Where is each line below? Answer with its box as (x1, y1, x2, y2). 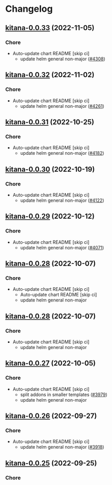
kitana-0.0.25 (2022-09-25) (5, 458, 97, 468)
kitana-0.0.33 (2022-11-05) (5, 24, 95, 32)
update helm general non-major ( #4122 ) (20, 197, 104, 203)
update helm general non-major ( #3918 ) (20, 444, 104, 450)
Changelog (5, 3, 53, 15)
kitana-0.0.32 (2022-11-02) (5, 71, 95, 79)
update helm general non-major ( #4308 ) (20, 56, 105, 62)
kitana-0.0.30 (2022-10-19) (5, 165, 95, 174)
